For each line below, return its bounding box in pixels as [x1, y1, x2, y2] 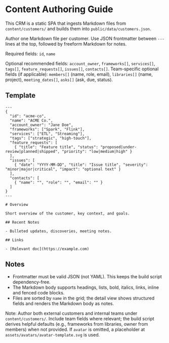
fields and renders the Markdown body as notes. [12, 300, 114, 307]
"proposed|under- [100, 144, 137, 150]
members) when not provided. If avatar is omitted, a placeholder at [5, 326, 145, 332]
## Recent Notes [5, 220, 39, 225]
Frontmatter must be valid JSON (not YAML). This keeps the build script [12, 273, 162, 279]
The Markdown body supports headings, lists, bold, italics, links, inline [12, 284, 159, 290]
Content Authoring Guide [5, 4, 113, 15]
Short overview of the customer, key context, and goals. [5, 211, 130, 216]
